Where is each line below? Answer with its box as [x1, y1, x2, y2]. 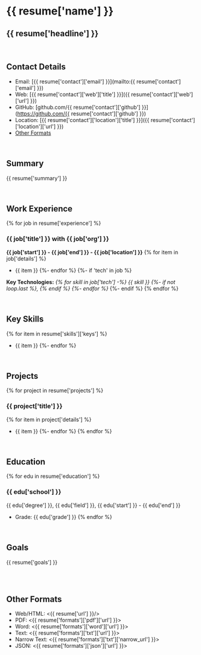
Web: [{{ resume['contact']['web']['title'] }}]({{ [14, 91, 130, 98]
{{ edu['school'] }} [6, 488, 62, 496]
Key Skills [6, 314, 44, 324]
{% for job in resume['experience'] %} [6, 219, 101, 227]
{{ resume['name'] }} [6, 4, 113, 18]
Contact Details [6, 62, 66, 72]
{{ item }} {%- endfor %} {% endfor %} [14, 427, 112, 434]
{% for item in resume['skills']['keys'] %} [6, 330, 107, 337]
